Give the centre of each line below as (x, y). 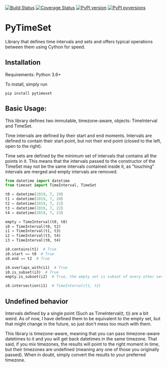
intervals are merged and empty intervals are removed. (61, 171)
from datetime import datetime (38, 181)
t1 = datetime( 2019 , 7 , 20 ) (34, 199)
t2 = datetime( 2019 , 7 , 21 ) (34, 204)
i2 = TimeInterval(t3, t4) (33, 236)
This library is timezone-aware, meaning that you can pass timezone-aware (83, 333)
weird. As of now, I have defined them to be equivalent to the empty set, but (83, 318)
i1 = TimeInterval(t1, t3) (33, 231)
